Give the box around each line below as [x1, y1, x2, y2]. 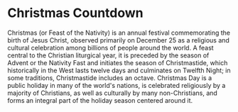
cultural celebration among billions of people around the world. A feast [7, 43, 215, 52]
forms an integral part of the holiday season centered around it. [7, 96, 193, 104]
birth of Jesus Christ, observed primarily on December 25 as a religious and [7, 35, 229, 44]
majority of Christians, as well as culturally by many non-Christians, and [7, 89, 218, 97]
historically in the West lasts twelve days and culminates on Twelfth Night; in [7, 66, 231, 74]
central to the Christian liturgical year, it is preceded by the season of [7, 51, 210, 60]
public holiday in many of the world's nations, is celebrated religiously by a [7, 81, 226, 89]
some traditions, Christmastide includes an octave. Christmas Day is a [7, 73, 212, 82]
